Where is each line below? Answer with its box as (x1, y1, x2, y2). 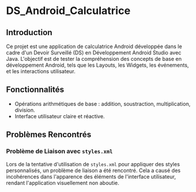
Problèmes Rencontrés (6, 130, 92, 140)
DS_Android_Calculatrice (6, 4, 131, 18)
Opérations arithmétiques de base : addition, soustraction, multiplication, (14, 100, 191, 107)
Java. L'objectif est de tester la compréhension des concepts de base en (6, 56, 182, 62)
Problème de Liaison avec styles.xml (6, 148, 113, 156)
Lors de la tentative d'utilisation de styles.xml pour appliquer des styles (6, 160, 180, 167)
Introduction (6, 28, 53, 37)
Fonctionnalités (6, 85, 65, 95)
